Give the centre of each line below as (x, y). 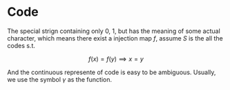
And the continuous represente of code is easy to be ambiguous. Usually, (112, 72)
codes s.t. (21, 45)
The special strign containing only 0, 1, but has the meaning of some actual (114, 31)
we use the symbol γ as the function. (60, 79)
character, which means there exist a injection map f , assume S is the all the (115, 38)
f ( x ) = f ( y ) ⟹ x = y (116, 58)
